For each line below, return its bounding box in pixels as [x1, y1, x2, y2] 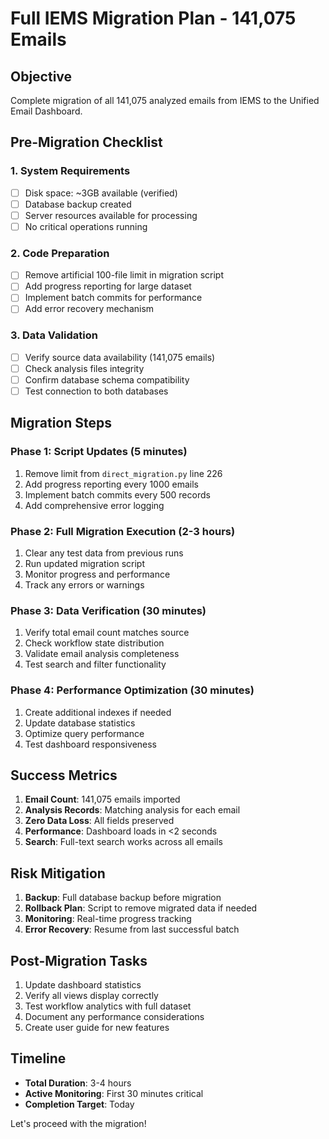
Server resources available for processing [24, 209, 198, 221]
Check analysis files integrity [24, 362, 145, 374]
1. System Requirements [10, 164, 131, 178]
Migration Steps [10, 415, 113, 432]
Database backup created [24, 198, 132, 210]
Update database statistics [24, 717, 136, 729]
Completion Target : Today [24, 1098, 135, 1110]
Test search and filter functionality [24, 658, 167, 671]
